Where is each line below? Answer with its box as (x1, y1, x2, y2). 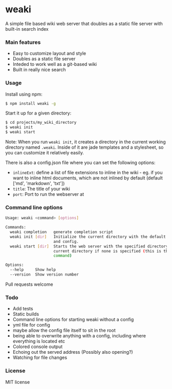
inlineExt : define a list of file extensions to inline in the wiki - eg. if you (12, 170, 163, 176)
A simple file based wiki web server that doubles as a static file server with (5, 20, 163, 27)
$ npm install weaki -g (5, 101, 56, 106)
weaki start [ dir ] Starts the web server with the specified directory (10, 244, 168, 249)
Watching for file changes (12, 354, 68, 361)
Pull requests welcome (5, 281, 53, 287)
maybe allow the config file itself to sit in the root (12, 327, 116, 333)
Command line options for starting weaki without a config (12, 316, 134, 323)
